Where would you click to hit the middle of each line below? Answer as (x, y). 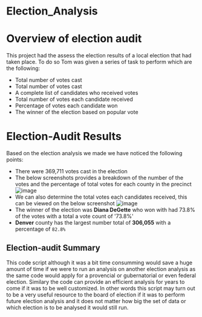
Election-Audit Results (64, 136)
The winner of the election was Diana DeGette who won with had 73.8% (105, 210)
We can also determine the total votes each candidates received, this (101, 197)
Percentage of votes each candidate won (66, 106)
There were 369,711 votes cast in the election (71, 171)
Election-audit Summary (54, 248)
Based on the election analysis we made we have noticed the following (94, 153)
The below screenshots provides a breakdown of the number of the (99, 178)
